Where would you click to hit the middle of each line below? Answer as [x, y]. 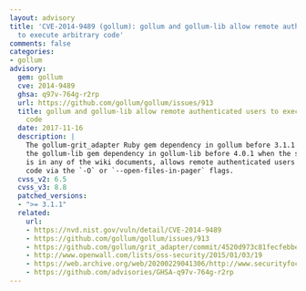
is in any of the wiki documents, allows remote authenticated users [161, 162]
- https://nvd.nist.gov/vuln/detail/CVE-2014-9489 [124, 230]
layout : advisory [42, 18]
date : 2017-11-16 [51, 129]
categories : [32, 52]
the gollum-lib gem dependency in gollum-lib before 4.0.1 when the [158, 153]
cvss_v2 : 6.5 [42, 179]
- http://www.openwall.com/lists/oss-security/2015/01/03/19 [144, 255]
